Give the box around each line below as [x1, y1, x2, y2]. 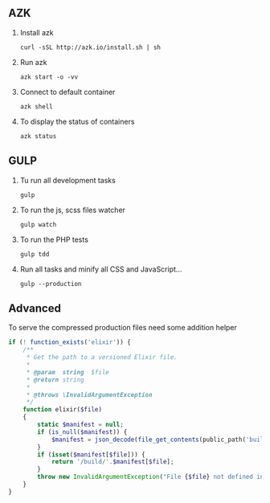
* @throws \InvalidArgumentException [26, 391, 153, 399]
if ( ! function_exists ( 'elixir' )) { [8, 338, 131, 346]
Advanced [8, 301, 62, 316]
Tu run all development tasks [19, 175, 117, 185]
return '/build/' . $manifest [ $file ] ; [51, 458, 174, 466]
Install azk [19, 27, 54, 37]
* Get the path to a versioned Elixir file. [26, 354, 178, 362]
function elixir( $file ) [22, 406, 103, 414]
